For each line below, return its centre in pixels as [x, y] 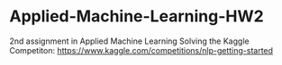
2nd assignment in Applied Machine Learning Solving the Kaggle [129, 41]
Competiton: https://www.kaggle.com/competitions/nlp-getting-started [141, 50]
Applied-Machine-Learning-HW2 [136, 16]
